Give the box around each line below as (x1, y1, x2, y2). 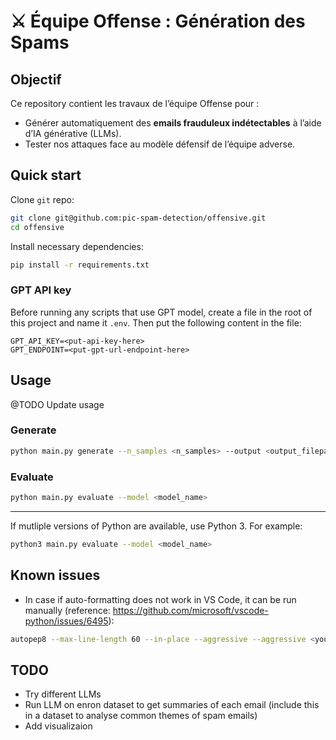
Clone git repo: (10, 193, 75, 205)
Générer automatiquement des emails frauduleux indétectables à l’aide (24, 117, 322, 129)
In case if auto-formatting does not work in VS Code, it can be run (24, 593, 297, 605)
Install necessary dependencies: (10, 240, 144, 252)
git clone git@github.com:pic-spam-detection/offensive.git (10, 213, 267, 223)
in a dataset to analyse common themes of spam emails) (24, 710, 258, 722)
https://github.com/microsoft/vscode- (112, 604, 269, 616)
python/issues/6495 (24, 615, 109, 627)
